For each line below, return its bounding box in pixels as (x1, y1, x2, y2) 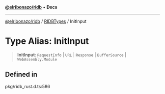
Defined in (5, 70, 38, 79)
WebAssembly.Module (17, 57, 57, 62)
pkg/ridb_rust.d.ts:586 (5, 83, 51, 89)
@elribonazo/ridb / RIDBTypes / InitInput (5, 18, 87, 24)
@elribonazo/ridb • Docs (5, 4, 57, 10)
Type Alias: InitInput (5, 35, 89, 47)
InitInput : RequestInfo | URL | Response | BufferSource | (17, 52, 127, 58)
